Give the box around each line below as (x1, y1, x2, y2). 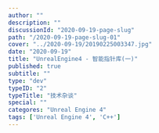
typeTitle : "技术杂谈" (8, 92, 78, 99)
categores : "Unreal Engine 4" (8, 106, 107, 114)
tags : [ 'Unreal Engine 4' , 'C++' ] (8, 113, 121, 121)
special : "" (8, 99, 47, 106)
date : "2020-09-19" (8, 48, 72, 56)
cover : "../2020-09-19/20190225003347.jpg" (8, 41, 153, 49)
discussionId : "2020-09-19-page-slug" (8, 26, 135, 34)
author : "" (8, 11, 44, 20)
